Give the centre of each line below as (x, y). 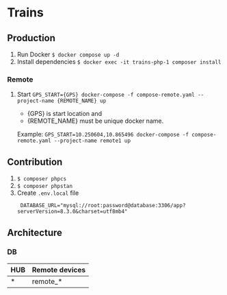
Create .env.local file (48, 193)
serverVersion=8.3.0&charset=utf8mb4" (72, 212)
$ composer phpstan (45, 187)
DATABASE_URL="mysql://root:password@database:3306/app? (103, 206)
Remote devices (59, 270)
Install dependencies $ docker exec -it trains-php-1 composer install (119, 62)
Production (31, 38)
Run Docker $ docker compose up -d (68, 54)
